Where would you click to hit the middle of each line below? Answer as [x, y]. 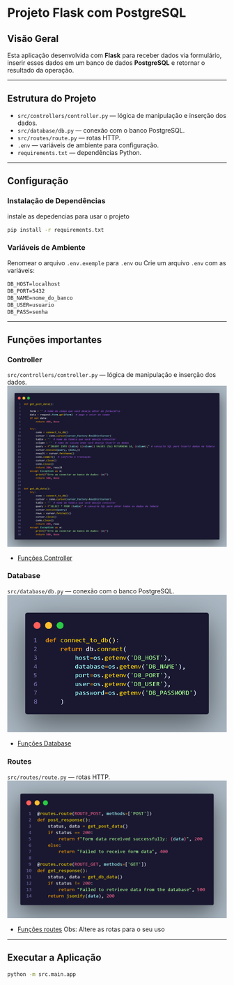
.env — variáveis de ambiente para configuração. [88, 145]
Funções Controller [45, 558]
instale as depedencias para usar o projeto [69, 216]
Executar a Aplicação [54, 958]
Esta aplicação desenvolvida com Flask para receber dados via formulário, [115, 55]
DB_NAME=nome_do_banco [40, 298]
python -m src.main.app [42, 975]
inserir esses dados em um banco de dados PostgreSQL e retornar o [106, 63]
